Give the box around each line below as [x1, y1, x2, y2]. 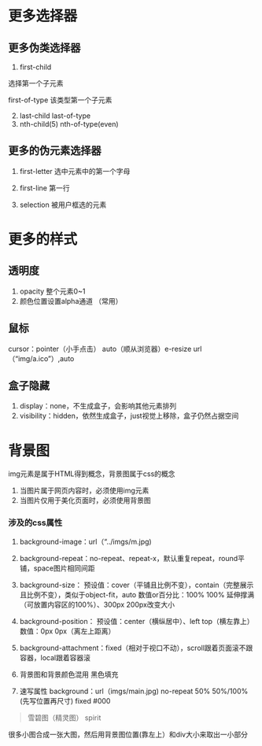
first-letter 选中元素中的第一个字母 [19, 166, 131, 175]
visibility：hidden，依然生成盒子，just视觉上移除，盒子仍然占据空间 [19, 411, 239, 421]
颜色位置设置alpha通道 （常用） [19, 296, 123, 305]
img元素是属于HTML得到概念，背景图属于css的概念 [8, 469, 175, 478]
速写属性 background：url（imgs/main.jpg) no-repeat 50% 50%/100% [19, 686, 249, 696]
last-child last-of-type [19, 111, 91, 120]
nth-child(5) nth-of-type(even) [19, 120, 120, 128]
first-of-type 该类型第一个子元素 [8, 95, 113, 105]
